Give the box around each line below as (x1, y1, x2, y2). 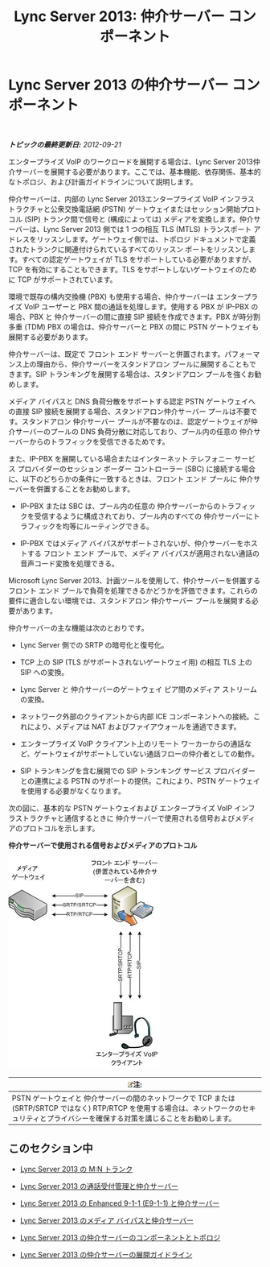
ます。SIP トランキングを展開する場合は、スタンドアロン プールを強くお (14, 369, 255, 379)
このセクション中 (8, 1141, 93, 1155)
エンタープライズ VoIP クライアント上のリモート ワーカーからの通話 (19, 739, 245, 748)
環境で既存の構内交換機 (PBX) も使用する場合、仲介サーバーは (8, 292, 215, 301)
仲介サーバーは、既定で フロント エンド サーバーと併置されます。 (8, 349, 225, 358)
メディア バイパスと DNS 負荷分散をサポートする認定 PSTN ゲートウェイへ (8, 396, 256, 406)
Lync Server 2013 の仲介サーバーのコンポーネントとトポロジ (19, 1233, 221, 1242)
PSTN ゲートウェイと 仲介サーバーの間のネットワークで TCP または (11, 1093, 235, 1103)
